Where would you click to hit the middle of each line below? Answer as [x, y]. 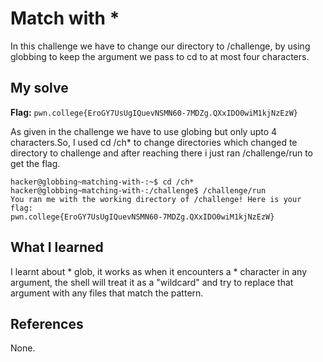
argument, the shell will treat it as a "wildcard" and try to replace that [152, 282]
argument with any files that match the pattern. [107, 293]
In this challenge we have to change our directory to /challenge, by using [160, 46]
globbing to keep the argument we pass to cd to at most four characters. [160, 56]
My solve [39, 88]
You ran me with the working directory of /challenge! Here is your [156, 199]
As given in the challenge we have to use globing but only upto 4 [144, 131]
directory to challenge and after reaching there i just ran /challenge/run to [161, 153]
